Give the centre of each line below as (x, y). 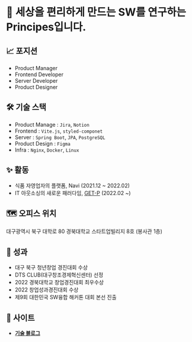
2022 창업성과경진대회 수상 (47, 290)
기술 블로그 (27, 333)
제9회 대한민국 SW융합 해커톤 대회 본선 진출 (65, 297)
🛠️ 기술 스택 (26, 107)
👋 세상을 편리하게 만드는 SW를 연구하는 (96, 12)
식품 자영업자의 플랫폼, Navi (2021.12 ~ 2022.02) (72, 186)
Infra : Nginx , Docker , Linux (47, 150)
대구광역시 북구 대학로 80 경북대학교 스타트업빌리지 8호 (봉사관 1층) (84, 231)
